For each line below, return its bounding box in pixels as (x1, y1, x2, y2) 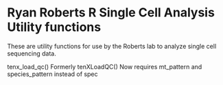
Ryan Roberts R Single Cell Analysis (7, 5, 215, 21)
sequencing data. (7, 49, 56, 58)
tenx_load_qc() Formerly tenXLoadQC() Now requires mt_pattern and (7, 62, 202, 71)
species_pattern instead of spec (7, 70, 98, 78)
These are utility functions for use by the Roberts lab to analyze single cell (7, 42, 217, 50)
